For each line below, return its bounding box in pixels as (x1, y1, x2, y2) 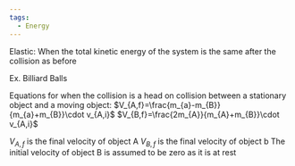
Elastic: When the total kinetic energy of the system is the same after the (9, 46, 277, 56)
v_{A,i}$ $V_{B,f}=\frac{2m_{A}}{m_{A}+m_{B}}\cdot (86, 109, 280, 120)
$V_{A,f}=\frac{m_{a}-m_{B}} (113, 99, 221, 110)
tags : (9, 12, 29, 22)
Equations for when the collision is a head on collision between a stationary (9, 90, 287, 101)
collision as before (9, 55, 78, 66)
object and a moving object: (9, 99, 113, 110)
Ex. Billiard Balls (9, 72, 68, 83)
